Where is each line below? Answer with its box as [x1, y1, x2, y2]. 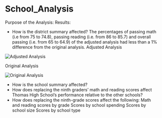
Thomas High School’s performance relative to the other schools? [12, 92, 143, 98]
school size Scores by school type [12, 107, 81, 113]
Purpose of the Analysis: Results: [5, 19, 71, 25]
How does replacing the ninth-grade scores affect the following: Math [12, 97, 151, 103]
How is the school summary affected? [12, 81, 88, 88]
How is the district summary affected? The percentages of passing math [12, 29, 156, 34]
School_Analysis [5, 3, 74, 15]
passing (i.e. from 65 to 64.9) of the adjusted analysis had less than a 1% [12, 39, 158, 44]
